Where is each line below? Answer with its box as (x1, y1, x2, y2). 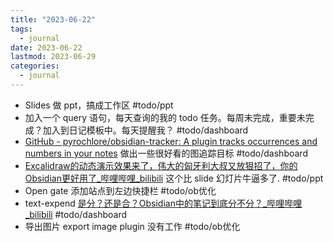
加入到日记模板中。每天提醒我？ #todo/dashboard (42, 124, 249, 136)
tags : (10, 24, 33, 34)
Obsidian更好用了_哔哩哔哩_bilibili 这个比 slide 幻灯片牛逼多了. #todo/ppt (24, 172, 324, 184)
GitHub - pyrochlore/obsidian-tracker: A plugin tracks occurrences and (24, 135, 318, 147)
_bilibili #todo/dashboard (24, 208, 128, 220)
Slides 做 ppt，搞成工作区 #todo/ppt (24, 99, 174, 111)
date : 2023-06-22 (10, 42, 83, 53)
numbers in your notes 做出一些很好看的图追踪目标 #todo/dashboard (24, 147, 308, 159)
